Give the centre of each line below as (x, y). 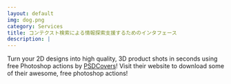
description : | (29, 39)
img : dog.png (26, 20)
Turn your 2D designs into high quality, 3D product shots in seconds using (112, 59)
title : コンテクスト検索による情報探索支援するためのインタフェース (92, 33)
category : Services (35, 26)
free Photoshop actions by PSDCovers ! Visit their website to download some (116, 66)
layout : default (30, 13)
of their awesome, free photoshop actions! (68, 74)
